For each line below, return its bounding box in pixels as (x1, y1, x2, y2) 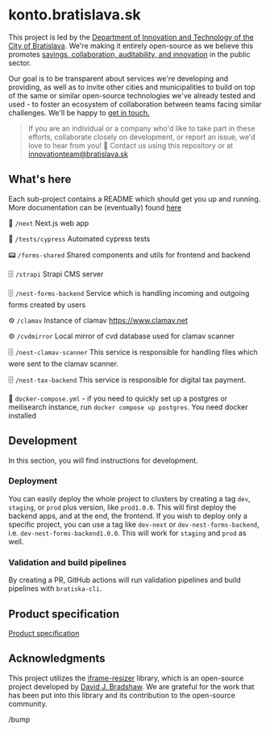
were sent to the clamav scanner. (8, 359, 119, 368)
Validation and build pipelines (8, 556, 127, 568)
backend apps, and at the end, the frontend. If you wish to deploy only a (8, 510, 248, 521)
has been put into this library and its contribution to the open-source (8, 690, 235, 700)
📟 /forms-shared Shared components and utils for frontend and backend (8, 250, 251, 260)
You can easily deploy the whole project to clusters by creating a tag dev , (8, 493, 251, 503)
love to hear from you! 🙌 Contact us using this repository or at (27, 140, 234, 150)
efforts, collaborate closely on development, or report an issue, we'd (27, 131, 255, 142)
